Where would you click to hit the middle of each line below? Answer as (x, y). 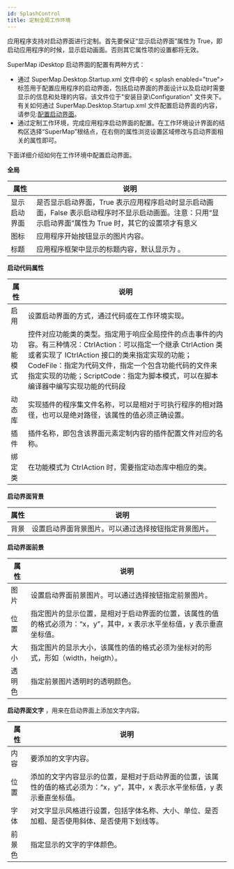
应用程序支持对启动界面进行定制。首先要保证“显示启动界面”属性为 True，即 (115, 41)
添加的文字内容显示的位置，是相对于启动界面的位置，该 (121, 776)
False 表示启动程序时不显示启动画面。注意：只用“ (131, 212)
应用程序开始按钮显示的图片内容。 (92, 236)
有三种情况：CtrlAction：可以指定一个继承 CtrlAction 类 (132, 344)
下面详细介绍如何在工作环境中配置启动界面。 (71, 155)
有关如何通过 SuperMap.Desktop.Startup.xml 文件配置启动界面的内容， (119, 105)
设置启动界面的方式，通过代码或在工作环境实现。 (108, 315)
